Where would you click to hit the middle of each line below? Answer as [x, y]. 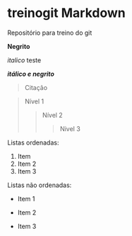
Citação [36, 87]
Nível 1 [34, 101]
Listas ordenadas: [33, 142]
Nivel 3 [70, 128]
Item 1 [26, 198]
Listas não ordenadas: [40, 185]
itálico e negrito [31, 74]
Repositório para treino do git [50, 33]
